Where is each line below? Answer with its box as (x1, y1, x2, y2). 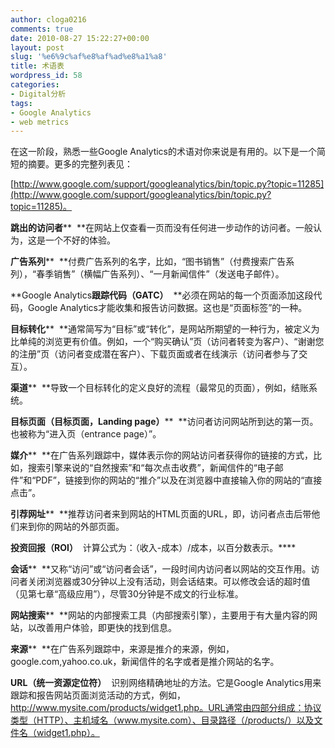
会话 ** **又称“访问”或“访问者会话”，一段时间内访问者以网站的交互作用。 (10, 563, 312, 575)
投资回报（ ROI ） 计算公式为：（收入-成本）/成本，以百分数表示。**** (10, 542, 297, 554)
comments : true (10, 24, 74, 34)
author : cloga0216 (10, 14, 87, 25)
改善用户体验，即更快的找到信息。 (36, 622, 177, 634)
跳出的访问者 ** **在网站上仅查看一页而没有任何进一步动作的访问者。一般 (10, 222, 313, 234)
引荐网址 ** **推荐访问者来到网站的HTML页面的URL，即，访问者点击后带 (10, 508, 312, 520)
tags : (10, 98, 33, 108)
